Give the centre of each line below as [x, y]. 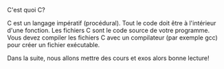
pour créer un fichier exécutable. [54, 45]
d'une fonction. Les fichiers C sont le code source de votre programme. [109, 30]
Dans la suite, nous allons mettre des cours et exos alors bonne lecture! [108, 58]
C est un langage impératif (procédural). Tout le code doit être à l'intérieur [112, 23]
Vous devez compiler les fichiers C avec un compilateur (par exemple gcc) [112, 38]
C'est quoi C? [26, 10]
